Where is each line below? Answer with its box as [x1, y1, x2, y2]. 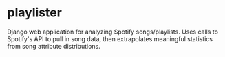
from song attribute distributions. [7, 42, 101, 50]
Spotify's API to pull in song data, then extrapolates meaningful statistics [7, 34, 213, 43]
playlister [7, 5, 62, 21]
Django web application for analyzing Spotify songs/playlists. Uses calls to [7, 27, 219, 36]
